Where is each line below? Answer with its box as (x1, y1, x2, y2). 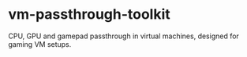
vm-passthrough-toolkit (8, 5, 171, 23)
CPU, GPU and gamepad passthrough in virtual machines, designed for (8, 31, 239, 41)
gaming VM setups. (8, 39, 72, 48)
